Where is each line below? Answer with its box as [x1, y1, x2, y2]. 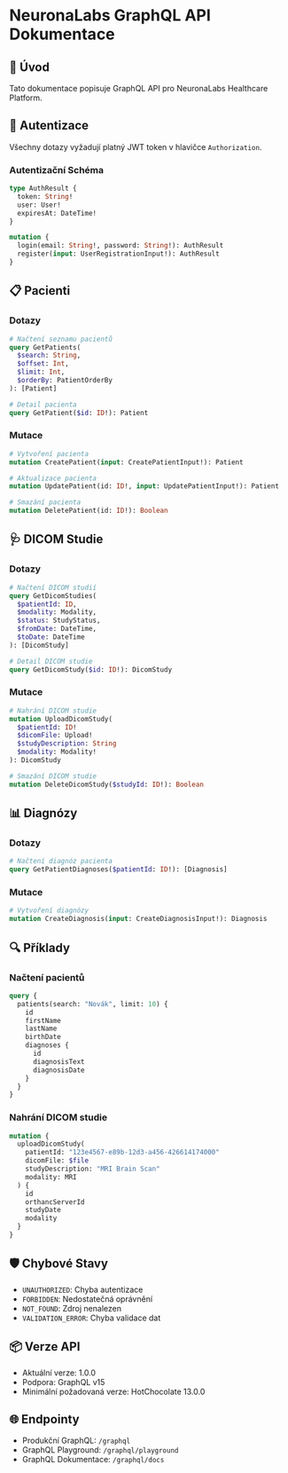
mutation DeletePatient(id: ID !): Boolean [9, 507, 168, 516]
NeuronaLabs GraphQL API [9, 5, 211, 26]
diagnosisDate [32, 1066, 86, 1075]
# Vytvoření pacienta [9, 449, 90, 458]
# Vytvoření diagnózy [9, 906, 90, 915]
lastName [25, 1024, 58, 1034]
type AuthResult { [9, 184, 77, 193]
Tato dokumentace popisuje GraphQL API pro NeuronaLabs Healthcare [9, 83, 269, 93]
